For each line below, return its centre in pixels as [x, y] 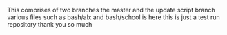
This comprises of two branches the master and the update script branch [111, 10]
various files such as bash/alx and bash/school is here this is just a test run [114, 17]
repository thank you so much [50, 24]
